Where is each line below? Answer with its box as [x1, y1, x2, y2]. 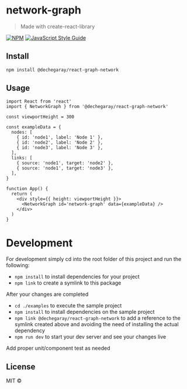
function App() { [6, 186, 49, 192]
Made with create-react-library [20, 23, 95, 30]
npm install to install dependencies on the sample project [14, 309, 155, 316]
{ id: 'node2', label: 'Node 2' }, [16, 140, 103, 146]
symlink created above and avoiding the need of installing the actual [14, 321, 179, 328]
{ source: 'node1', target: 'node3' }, [16, 165, 114, 171]
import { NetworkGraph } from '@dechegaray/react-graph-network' [6, 104, 168, 110]
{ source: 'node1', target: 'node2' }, [16, 160, 114, 166]
